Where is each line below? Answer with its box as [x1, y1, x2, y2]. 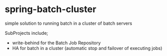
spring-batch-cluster [5, 4, 97, 15]
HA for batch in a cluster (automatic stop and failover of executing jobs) [12, 45, 162, 51]
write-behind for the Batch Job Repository [12, 39, 101, 46]
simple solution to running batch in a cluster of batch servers [5, 20, 132, 26]
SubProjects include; [5, 30, 48, 36]
